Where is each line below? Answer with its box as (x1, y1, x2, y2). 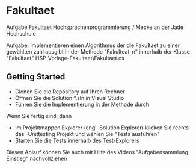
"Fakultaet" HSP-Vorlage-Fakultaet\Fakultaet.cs (6, 54, 124, 61)
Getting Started (6, 72, 66, 82)
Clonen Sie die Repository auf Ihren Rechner (14, 88, 125, 95)
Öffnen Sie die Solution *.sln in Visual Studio (14, 94, 124, 101)
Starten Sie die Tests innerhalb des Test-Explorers (14, 137, 139, 144)
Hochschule (6, 30, 36, 37)
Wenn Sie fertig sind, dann (6, 112, 72, 119)
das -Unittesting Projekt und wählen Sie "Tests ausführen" (14, 130, 160, 137)
